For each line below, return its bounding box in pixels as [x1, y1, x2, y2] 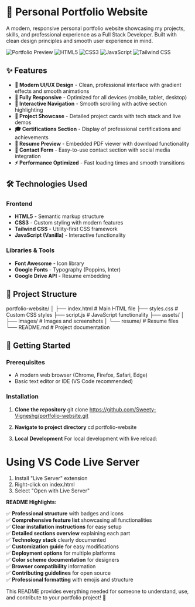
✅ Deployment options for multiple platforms [6, 549, 116, 557]
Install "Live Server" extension [14, 475, 88, 482]
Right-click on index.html [14, 481, 75, 488]
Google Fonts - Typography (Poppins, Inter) [14, 266, 121, 273]
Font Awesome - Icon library [14, 260, 84, 267]
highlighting [14, 106, 43, 113]
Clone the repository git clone [14, 405, 88, 413]
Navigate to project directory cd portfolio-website [14, 423, 137, 431]
